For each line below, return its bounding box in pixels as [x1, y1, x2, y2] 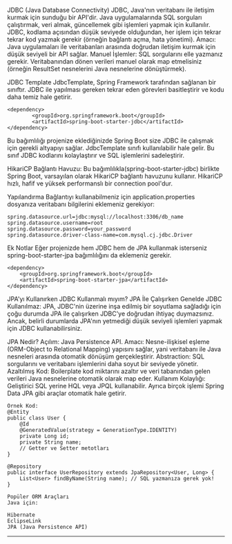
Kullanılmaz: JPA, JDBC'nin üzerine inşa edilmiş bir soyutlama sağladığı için [7, 302, 222, 310]
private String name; [19, 439, 81, 446]
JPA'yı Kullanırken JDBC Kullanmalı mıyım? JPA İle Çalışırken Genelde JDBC [7, 295, 222, 303]
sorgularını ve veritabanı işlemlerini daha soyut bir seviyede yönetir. [7, 360, 199, 368]
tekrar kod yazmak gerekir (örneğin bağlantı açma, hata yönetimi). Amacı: [7, 35, 216, 44]
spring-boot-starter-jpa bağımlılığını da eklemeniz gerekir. [7, 251, 172, 259]
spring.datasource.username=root [7, 219, 104, 226]
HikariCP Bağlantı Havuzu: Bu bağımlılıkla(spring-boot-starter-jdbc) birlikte [7, 165, 220, 172]
